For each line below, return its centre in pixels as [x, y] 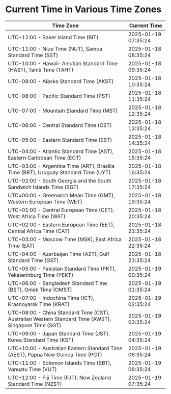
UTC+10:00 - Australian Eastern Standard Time [65, 348]
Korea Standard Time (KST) [41, 340]
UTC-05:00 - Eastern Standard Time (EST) [60, 140]
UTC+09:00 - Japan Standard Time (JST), [59, 333]
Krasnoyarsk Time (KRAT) [39, 304]
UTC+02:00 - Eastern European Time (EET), [61, 224]
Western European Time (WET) [45, 201]
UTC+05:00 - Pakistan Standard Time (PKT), [62, 269]
